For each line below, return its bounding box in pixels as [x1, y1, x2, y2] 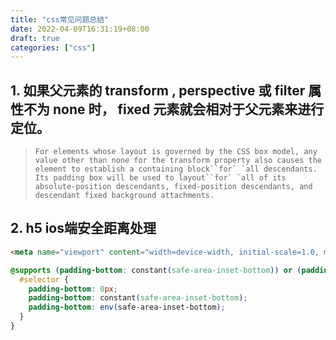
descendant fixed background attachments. [34, 191, 215, 201]
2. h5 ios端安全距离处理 [10, 220, 157, 237]
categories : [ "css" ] [10, 42, 97, 53]
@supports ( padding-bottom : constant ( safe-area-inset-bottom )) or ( [10, 265, 302, 275]
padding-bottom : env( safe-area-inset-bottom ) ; [28, 302, 226, 313]
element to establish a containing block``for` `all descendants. [34, 164, 318, 175]
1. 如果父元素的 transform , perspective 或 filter [10, 82, 306, 99]
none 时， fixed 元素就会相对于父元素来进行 [52, 101, 325, 118]
